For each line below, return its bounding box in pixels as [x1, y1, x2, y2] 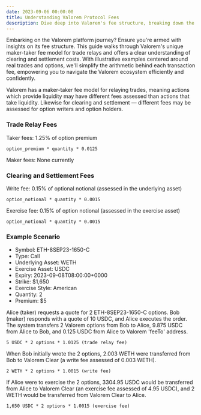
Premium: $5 [14, 297, 47, 304]
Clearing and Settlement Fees [6, 171, 95, 180]
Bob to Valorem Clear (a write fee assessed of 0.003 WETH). [6, 357, 157, 364]
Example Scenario [6, 232, 61, 241]
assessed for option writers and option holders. [6, 106, 124, 113]
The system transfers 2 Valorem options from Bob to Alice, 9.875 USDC [6, 322, 183, 329]
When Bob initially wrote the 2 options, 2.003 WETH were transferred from [6, 350, 191, 357]
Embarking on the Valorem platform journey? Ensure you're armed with [6, 37, 182, 44]
